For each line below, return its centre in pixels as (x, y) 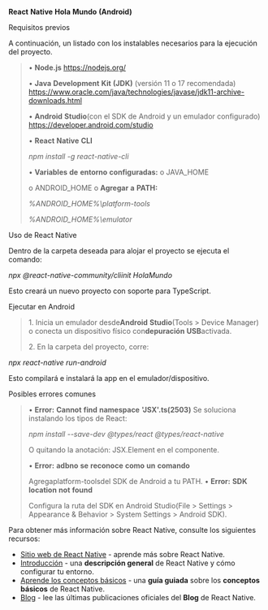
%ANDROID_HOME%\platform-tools (89, 203)
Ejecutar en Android (42, 307)
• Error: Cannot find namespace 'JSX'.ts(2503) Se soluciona (132, 410)
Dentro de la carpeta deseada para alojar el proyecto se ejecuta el (119, 251)
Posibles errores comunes (52, 394)
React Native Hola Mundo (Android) (70, 12)
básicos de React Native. (63, 589)
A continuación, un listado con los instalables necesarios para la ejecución (133, 43)
